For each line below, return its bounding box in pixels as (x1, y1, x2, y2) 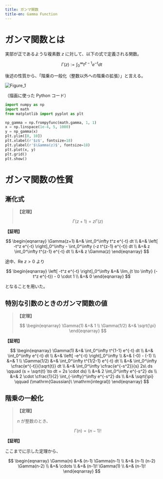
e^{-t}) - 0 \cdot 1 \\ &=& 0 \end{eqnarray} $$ (39, 273, 131, 280)
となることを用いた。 (5, 284, 48, 289)
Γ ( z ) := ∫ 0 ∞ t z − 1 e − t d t (61, 61, 103, 69)
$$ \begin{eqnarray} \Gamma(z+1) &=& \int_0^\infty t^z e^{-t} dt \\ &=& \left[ (5, 238, 158, 244)
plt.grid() (5, 152, 27, 157)
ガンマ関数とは (5, 34, 65, 45)
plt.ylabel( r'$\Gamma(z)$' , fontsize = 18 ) (5, 142, 91, 147)
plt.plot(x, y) (5, 147, 36, 152)
